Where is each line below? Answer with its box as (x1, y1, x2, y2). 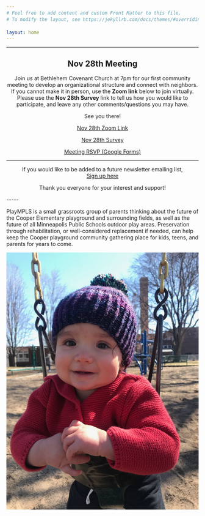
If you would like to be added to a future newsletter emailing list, (22, 166, 183, 173)
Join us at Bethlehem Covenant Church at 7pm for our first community (14, 75, 191, 82)
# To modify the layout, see (6, 16, 81, 23)
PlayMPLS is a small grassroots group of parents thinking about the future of (6, 208, 199, 215)
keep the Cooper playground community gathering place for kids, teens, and (6, 234, 199, 241)
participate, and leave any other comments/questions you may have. (16, 101, 189, 108)
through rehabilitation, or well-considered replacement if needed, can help (6, 227, 194, 235)
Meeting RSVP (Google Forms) (63, 148, 142, 155)
